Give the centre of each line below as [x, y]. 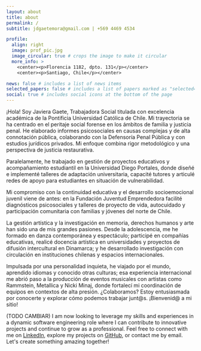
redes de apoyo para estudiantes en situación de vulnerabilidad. [85, 181]
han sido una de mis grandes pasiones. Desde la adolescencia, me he [92, 229]
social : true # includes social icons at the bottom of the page [89, 95]
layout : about [24, 12]
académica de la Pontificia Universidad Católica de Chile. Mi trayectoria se [98, 118]
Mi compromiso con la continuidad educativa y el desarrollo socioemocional [100, 192]
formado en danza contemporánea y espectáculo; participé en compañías [98, 235]
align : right [28, 45]
